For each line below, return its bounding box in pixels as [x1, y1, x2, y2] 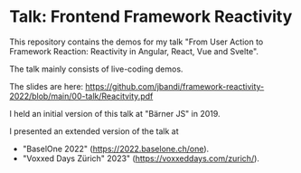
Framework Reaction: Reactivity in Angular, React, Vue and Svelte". [9, 45, 259, 56]
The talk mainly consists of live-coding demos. [9, 63, 183, 74]
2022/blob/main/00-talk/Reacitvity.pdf [9, 91, 154, 101]
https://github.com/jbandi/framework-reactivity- [85, 81, 265, 91]
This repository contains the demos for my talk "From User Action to [9, 36, 264, 47]
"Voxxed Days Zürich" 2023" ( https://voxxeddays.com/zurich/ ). [22, 152, 260, 164]
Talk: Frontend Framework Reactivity [9, 6, 293, 27]
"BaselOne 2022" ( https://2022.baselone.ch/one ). [22, 143, 210, 154]
